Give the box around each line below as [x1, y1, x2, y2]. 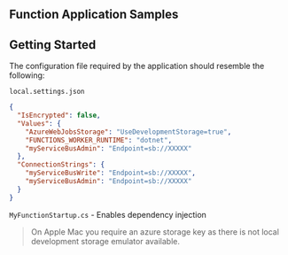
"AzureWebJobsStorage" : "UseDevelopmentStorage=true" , [25, 127, 232, 136]
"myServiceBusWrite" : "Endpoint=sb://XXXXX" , [25, 168, 197, 178]
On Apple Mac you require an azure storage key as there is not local [30, 226, 279, 237]
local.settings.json [9, 88, 86, 97]
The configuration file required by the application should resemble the [9, 61, 265, 72]
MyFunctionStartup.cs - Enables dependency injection [9, 209, 206, 220]
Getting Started [9, 37, 97, 52]
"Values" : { [17, 119, 62, 127]
